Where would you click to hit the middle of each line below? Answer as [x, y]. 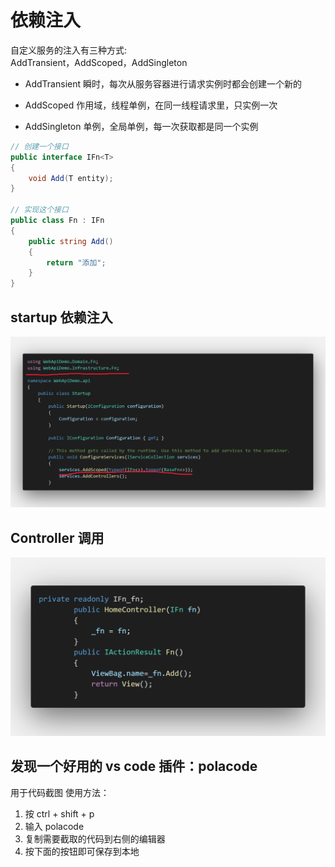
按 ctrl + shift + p [59, 813]
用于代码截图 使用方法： [60, 792]
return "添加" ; [76, 262]
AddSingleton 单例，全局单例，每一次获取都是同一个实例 [141, 126]
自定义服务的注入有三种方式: [69, 50]
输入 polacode [54, 826]
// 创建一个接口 [39, 146]
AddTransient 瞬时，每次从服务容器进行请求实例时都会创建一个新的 [163, 83]
